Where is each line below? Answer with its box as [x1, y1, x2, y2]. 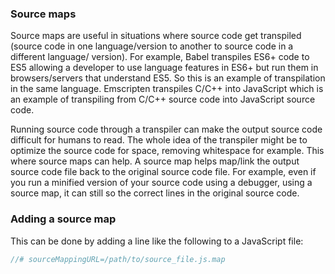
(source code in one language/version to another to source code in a [10, 40, 294, 52]
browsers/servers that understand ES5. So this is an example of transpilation [10, 72, 326, 84]
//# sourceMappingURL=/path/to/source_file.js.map [10, 254, 226, 264]
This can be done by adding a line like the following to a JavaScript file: [10, 235, 304, 247]
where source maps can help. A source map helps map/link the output [10, 155, 300, 167]
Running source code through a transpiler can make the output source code [10, 123, 323, 136]
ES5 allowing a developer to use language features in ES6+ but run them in [10, 62, 319, 74]
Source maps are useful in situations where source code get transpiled [10, 30, 302, 42]
